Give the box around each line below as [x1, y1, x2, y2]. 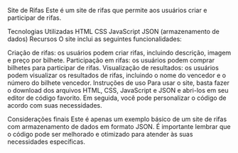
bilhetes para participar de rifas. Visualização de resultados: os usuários [7, 64, 219, 72]
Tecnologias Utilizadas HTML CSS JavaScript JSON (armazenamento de [7, 28, 220, 35]
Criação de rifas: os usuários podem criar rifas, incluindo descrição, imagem [7, 49, 232, 57]
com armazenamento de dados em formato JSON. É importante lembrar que [7, 123, 231, 130]
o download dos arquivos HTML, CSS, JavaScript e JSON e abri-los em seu [7, 86, 229, 94]
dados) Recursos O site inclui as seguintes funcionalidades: [7, 35, 183, 43]
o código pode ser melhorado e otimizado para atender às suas [7, 130, 193, 138]
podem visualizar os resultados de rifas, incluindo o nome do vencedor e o [7, 71, 226, 79]
